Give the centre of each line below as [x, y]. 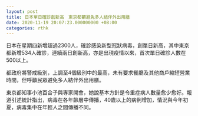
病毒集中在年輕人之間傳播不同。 [55, 107]
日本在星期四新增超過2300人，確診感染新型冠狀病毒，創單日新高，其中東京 [98, 45]
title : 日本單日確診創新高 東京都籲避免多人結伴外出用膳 [68, 17]
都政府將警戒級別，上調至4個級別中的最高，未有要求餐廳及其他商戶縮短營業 [98, 73]
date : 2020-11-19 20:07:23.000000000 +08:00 [62, 22]
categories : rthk [27, 28]
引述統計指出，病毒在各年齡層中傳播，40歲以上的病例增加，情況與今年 [97, 100]
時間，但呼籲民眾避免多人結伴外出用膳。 [55, 80]
